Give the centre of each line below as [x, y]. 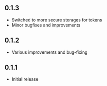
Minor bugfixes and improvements [46, 25]
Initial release [25, 79]
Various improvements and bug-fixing [49, 52]
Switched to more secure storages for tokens [57, 20]
